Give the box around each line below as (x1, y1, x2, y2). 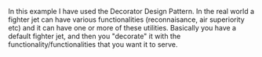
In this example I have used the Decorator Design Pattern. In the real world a (8, 7, 255, 16)
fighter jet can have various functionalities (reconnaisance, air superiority (8, 15, 245, 24)
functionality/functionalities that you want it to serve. (8, 40, 178, 49)
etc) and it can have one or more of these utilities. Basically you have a (8, 23, 237, 32)
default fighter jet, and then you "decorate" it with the (8, 31, 181, 41)
